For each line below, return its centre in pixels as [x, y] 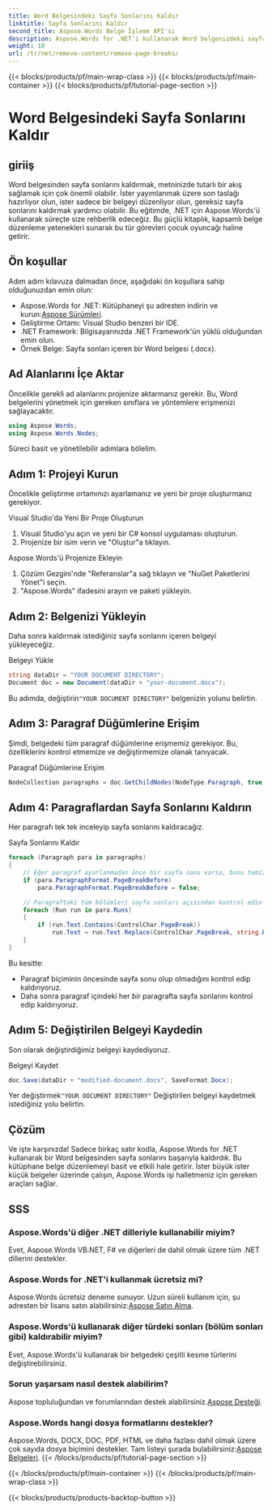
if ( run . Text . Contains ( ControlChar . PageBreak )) [119, 925]
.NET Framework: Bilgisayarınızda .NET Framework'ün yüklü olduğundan [141, 331]
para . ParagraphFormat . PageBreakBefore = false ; [119, 888]
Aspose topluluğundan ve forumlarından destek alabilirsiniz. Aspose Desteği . [136, 1401]
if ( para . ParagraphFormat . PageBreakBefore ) [98, 880]
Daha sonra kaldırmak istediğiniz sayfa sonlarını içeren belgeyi [113, 636]
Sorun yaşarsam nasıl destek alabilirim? [88, 1384]
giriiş [21, 165]
